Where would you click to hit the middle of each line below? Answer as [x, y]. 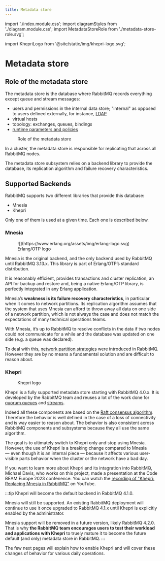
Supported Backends [38, 184]
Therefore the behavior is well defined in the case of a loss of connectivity [81, 418]
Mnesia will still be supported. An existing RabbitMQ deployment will [74, 503]
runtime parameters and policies [45, 129]
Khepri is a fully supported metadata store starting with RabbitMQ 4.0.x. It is [82, 393]
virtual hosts [25, 119]
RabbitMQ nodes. [23, 154]
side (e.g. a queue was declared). [39, 339]
